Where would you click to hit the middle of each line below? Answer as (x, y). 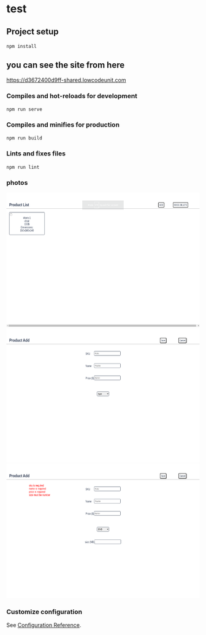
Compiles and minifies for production (63, 125)
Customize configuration (44, 612)
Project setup (33, 32)
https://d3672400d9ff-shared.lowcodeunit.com (66, 80)
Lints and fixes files (36, 154)
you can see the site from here (66, 65)
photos (17, 182)
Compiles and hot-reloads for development (72, 96)
